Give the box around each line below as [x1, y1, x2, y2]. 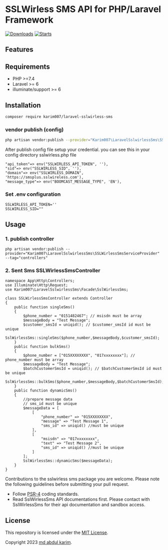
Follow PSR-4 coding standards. [12, 491, 79, 497]
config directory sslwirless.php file [5, 152, 76, 158]
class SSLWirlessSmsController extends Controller [5, 296, 113, 301]
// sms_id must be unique [23, 401, 77, 406]
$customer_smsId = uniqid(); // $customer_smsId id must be [23, 322, 151, 327]
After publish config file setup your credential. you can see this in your [5, 147, 150, 153]
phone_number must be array [5, 357, 64, 362]
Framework [5, 14, 53, 26]
